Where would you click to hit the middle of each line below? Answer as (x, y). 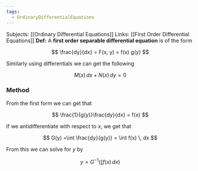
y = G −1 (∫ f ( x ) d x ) (100, 161)
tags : (13, 12)
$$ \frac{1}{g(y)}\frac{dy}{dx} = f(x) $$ (100, 115)
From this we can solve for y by (45, 149)
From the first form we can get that (49, 103)
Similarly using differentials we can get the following (70, 64)
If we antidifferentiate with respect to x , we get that (69, 126)
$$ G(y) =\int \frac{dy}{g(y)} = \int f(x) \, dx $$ (100, 138)
